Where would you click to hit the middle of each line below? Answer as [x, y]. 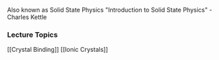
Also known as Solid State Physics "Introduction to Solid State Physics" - [109, 10]
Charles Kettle [27, 17]
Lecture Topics [33, 35]
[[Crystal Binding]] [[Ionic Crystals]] [57, 50]
